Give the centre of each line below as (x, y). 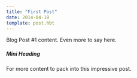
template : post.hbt (31, 23)
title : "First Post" (32, 12)
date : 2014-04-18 (28, 17)
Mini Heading (23, 53)
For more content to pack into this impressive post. (69, 69)
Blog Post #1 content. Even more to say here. (61, 40)
